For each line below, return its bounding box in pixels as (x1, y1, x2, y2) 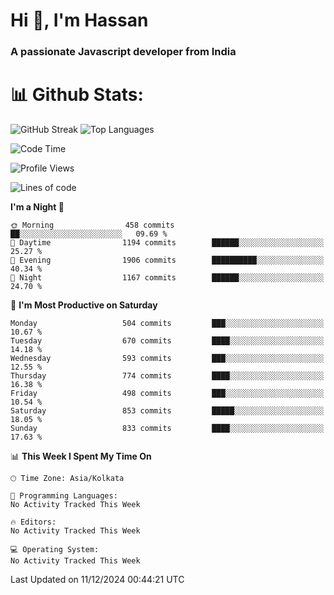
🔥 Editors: (10, 517, 57, 528)
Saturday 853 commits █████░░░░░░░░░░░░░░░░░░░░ (10, 406, 325, 416)
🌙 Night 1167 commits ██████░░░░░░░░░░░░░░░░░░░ (10, 273, 325, 283)
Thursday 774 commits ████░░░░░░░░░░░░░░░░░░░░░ (10, 371, 325, 381)
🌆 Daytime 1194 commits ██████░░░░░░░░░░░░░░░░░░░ (10, 238, 325, 248)
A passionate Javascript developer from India (10, 45, 237, 59)
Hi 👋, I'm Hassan (10, 9, 149, 32)
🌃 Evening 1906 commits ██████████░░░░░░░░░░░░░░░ (10, 255, 325, 266)
